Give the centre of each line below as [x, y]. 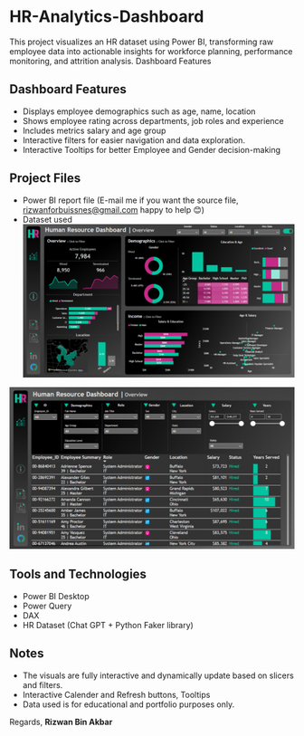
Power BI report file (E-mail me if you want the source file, [130, 200]
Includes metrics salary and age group [94, 130]
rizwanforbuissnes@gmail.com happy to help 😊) [114, 209]
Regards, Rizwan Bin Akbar [61, 722]
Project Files [45, 178]
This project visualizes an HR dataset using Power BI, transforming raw [142, 42]
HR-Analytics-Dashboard [107, 17]
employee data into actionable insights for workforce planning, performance [151, 51]
